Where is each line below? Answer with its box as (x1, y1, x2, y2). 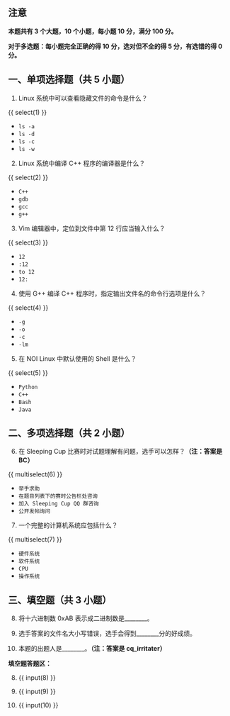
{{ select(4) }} (8, 303, 49, 312)
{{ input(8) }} (18, 673, 56, 682)
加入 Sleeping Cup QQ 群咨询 (18, 500, 99, 508)
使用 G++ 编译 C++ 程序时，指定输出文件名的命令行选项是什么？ (18, 289, 207, 298)
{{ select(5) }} (8, 368, 48, 377)
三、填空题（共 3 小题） (8, 594, 112, 606)
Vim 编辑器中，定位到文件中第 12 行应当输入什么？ (18, 224, 166, 233)
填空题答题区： (8, 659, 52, 668)
